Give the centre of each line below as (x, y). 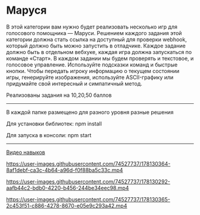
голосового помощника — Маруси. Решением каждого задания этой (94, 33)
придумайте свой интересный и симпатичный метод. (74, 83)
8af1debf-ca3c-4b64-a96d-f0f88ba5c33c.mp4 (65, 170)
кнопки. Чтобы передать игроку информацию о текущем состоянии (93, 71)
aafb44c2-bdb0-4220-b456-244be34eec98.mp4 (68, 188)
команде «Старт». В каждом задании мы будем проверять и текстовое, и (100, 58)
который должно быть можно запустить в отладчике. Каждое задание (96, 46)
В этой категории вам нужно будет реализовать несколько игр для (92, 27)
